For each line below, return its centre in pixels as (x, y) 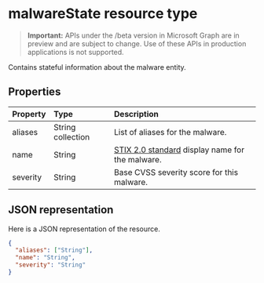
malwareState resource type (103, 14)
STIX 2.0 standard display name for (179, 150)
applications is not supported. (75, 52)
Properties (35, 92)
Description (136, 114)
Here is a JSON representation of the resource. (84, 229)
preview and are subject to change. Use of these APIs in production (137, 43)
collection (72, 136)
